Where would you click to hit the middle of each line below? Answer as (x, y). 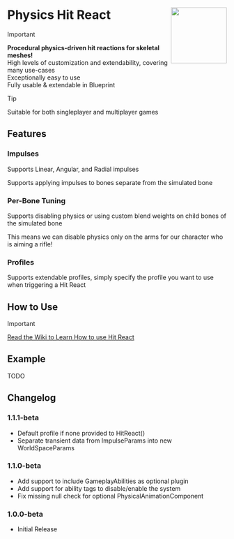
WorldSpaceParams (46, 448)
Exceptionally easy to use (44, 77)
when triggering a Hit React (47, 285)
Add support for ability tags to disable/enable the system (99, 488)
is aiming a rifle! (30, 244)
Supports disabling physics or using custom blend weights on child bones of (117, 216)
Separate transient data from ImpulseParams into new (95, 441)
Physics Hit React (59, 15)
